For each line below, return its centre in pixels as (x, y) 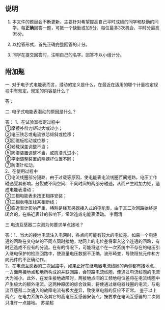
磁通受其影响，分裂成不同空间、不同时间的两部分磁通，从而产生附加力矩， (80, 183)
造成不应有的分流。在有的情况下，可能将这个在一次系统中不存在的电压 (84, 247)
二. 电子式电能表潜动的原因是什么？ (41, 112)
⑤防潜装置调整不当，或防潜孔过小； (42, 153)
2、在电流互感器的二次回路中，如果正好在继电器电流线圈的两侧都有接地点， (82, 266)
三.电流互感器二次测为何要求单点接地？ (45, 225)
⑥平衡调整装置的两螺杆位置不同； (41, 159)
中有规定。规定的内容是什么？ (39, 90)
